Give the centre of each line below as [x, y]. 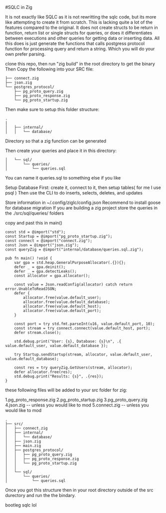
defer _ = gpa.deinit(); [40, 267]
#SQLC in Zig [19, 7]
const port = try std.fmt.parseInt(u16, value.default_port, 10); [84, 324]
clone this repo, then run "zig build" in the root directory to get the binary [80, 64]
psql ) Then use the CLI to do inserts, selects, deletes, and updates [74, 193]
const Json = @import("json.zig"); [42, 245]
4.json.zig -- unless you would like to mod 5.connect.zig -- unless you [77, 405]
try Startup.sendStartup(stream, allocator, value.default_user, [83, 354]
